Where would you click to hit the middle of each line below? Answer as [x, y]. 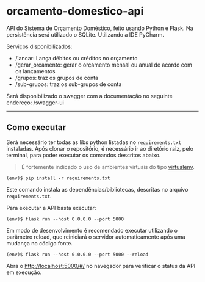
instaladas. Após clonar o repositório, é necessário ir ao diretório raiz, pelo [100, 148]
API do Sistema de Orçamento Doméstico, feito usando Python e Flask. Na [100, 28]
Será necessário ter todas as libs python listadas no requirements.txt [94, 142]
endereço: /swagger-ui [35, 103]
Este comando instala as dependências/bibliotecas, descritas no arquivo [97, 189]
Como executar [36, 127]
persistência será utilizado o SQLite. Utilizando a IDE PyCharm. [85, 34]
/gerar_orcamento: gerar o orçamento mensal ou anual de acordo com [103, 65]
